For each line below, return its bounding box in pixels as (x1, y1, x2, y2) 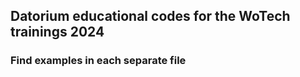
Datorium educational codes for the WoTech (10, 8, 291, 25)
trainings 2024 (10, 24, 105, 41)
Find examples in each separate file (10, 54, 187, 68)
